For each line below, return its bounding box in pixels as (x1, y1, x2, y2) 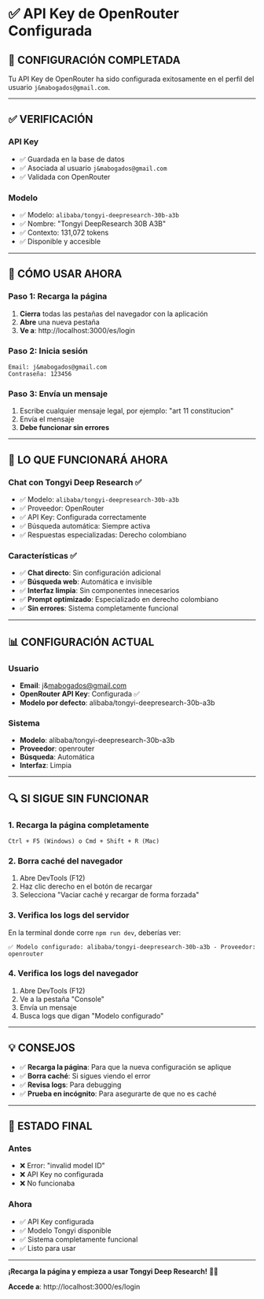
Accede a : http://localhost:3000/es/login (8, 1282, 141, 1291)
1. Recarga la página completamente (8, 819, 149, 830)
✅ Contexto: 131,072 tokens (19, 228, 109, 237)
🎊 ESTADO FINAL (8, 1119, 93, 1133)
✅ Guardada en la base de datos (19, 154, 125, 164)
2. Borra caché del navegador (8, 855, 123, 867)
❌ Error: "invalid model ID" (19, 1161, 106, 1171)
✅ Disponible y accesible (19, 236, 101, 246)
